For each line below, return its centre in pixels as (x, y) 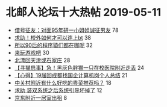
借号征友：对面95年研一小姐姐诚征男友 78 (66, 30)
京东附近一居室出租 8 (41, 97)
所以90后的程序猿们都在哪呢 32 (53, 45)
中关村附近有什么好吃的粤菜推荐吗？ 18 (63, 82)
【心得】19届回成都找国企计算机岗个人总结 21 (71, 75)
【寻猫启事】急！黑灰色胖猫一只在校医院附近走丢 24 (79, 67)
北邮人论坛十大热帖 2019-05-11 (83, 12)
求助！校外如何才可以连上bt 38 (53, 37)
